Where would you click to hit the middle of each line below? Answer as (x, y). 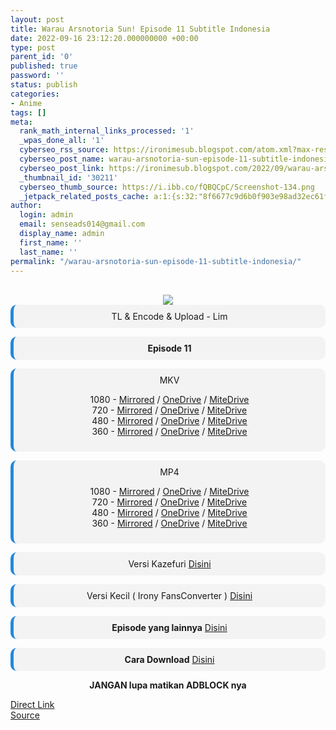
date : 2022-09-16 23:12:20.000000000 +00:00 (104, 38)
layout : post (37, 19)
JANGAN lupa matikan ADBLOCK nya (168, 685)
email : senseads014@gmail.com (82, 224)
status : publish (44, 85)
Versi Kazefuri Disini (170, 564)
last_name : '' (48, 252)
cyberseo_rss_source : (64, 150)
